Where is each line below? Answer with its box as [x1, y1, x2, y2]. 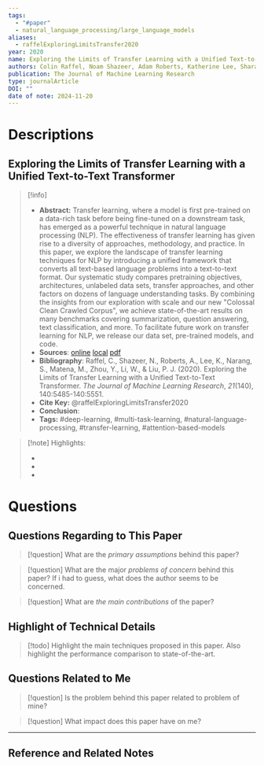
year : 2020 [8, 48, 44, 56]
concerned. [27, 582, 65, 591]
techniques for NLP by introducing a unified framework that [38, 256, 232, 265]
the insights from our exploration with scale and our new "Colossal [38, 297, 255, 307]
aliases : [8, 33, 37, 42]
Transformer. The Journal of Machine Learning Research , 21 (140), [38, 381, 254, 390]
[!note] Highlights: [27, 438, 86, 448]
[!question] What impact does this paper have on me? [27, 716, 202, 726]
